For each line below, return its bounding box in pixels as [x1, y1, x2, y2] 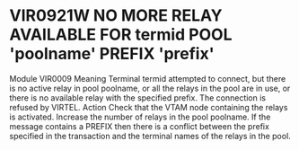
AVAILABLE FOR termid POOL [9, 24, 233, 45]
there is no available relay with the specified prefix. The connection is [9, 92, 267, 103]
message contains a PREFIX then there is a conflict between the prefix [9, 120, 269, 131]
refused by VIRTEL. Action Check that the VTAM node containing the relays [9, 101, 288, 112]
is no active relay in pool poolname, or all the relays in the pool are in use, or [9, 83, 291, 93]
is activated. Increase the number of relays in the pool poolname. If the [9, 111, 271, 122]
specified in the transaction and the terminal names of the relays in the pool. [9, 130, 292, 141]
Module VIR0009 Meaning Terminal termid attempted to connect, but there [9, 73, 286, 84]
